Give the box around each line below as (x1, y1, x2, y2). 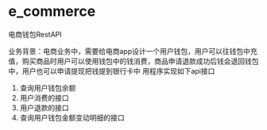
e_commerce (8, 2, 96, 21)
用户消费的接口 (19, 93, 69, 102)
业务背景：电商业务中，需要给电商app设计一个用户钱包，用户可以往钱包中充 (8, 46, 258, 55)
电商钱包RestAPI (8, 29, 62, 39)
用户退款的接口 (19, 102, 69, 113)
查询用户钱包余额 (19, 82, 76, 93)
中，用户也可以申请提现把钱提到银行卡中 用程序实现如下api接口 (8, 66, 215, 75)
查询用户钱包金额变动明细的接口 (19, 113, 125, 122)
